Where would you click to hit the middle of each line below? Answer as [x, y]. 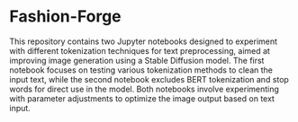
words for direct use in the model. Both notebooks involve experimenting [144, 89]
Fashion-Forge [65, 17]
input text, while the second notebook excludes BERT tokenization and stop [149, 79]
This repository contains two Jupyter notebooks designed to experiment [143, 41]
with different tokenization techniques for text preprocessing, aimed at [140, 50]
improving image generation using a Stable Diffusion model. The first [137, 60]
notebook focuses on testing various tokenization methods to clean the [141, 70]
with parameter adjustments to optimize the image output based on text [142, 98]
